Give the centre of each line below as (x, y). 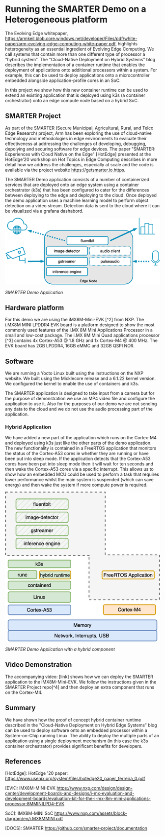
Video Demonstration (39, 665)
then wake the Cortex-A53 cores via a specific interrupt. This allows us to (79, 469)
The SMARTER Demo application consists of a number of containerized (77, 179)
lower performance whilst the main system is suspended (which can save (79, 480)
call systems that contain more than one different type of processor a (75, 54)
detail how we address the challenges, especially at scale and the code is (79, 164)
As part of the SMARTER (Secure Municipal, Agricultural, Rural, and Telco (79, 128)
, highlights (126, 43)
